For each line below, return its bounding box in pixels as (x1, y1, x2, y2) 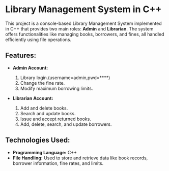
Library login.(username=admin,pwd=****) (20, 75, 110, 81)
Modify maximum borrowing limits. (20, 85, 93, 91)
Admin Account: (12, 64, 48, 71)
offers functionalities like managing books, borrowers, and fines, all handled (5, 31, 164, 37)
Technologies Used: (5, 136, 70, 145)
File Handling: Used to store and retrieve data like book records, (12, 155, 148, 161)
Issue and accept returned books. (20, 116, 92, 122)
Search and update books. (20, 110, 76, 116)
